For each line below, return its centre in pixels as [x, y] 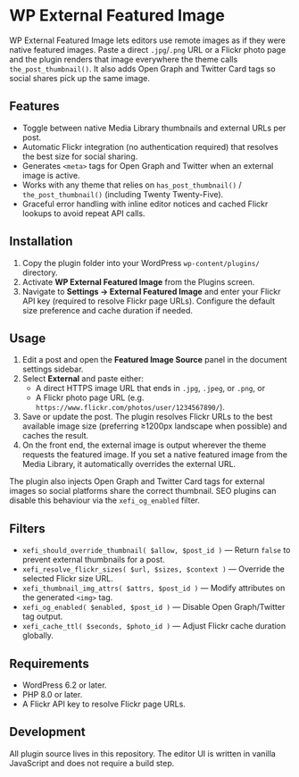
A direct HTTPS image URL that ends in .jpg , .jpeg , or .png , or [150, 388]
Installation [41, 242]
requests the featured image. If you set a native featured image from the [155, 455]
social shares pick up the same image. [79, 78]
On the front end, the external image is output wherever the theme [144, 445]
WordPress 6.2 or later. [64, 685]
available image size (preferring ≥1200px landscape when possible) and [154, 426]
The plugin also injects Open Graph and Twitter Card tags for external [137, 481]
